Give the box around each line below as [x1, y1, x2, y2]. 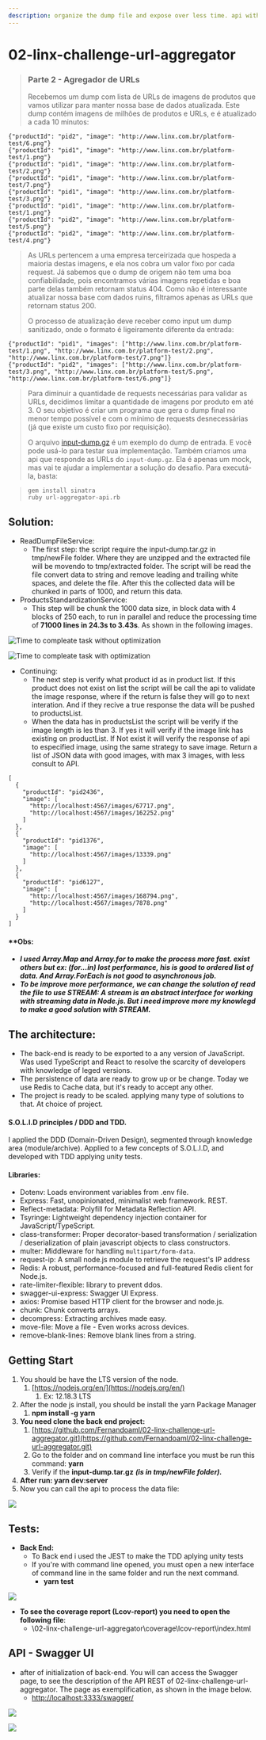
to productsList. [31, 708, 83, 718]
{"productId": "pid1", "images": [8, 340, 119, 349]
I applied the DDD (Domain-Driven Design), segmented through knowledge [8, 1135, 253, 1145]
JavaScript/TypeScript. [19, 1221, 95, 1231]
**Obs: [8, 937, 34, 946]
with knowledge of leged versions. [19, 1065, 133, 1074]
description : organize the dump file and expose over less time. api [8, 11, 243, 20]
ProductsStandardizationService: [19, 595, 128, 605]
